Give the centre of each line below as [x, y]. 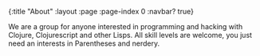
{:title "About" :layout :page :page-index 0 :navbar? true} [101, 11]
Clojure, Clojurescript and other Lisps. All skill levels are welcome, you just [130, 35]
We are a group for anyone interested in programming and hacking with [126, 26]
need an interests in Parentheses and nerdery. [84, 43]
